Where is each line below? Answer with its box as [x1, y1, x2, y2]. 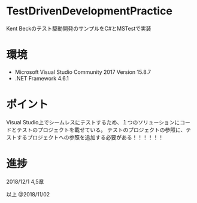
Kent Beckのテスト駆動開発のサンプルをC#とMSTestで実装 [6, 25, 151, 32]
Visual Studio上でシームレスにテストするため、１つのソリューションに [6, 118, 180, 126]
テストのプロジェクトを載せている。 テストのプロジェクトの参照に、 [16, 126, 186, 133]
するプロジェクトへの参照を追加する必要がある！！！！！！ [16, 133, 163, 141]
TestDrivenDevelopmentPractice [6, 4, 172, 18]
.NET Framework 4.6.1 [14, 74, 69, 82]
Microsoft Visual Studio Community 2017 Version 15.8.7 [14, 68, 151, 76]
